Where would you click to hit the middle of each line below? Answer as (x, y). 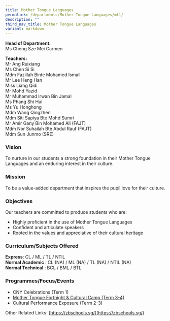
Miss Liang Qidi (21, 86)
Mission (15, 177)
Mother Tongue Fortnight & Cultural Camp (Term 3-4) (69, 297)
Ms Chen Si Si (20, 70)
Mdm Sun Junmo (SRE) (30, 134)
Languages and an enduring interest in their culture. (59, 164)
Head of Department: (28, 43)
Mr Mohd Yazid (21, 91)
